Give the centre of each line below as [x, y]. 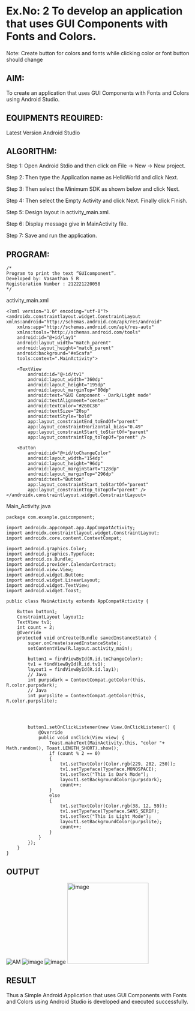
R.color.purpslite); [32, 701]
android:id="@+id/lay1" [47, 338]
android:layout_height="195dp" [67, 385]
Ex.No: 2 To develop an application [94, 11]
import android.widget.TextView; [48, 586]
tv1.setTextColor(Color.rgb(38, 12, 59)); [114, 806]
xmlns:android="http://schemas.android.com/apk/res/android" [84, 322]
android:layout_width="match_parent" [64, 343]
